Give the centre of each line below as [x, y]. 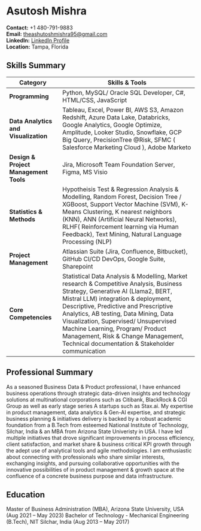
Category [33, 82]
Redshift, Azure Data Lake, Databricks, [116, 117]
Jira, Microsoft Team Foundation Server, [118, 164]
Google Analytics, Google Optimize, [112, 125]
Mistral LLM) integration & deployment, [117, 298]
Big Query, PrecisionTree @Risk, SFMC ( [118, 140]
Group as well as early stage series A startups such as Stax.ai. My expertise [100, 406]
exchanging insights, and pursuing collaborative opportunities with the [93, 463]
